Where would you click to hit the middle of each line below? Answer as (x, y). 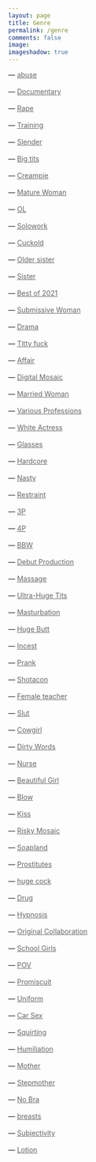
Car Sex (30, 1015)
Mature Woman (42, 192)
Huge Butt (33, 629)
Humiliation (35, 1049)
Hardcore (32, 461)
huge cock (34, 881)
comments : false (35, 38)
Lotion (27, 1150)
